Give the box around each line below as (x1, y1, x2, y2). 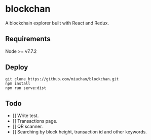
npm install (5, 81, 30, 86)
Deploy (5, 63, 28, 72)
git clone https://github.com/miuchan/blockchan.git (5, 76, 119, 81)
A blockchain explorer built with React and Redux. (5, 20, 109, 26)
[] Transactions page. (12, 118, 58, 124)
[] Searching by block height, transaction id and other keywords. (12, 129, 147, 135)
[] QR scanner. (12, 123, 43, 130)
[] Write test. (12, 113, 39, 119)
